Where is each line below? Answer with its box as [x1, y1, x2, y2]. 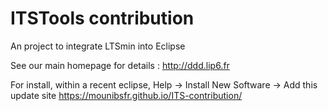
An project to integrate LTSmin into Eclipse [10, 40, 186, 52]
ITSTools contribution [10, 7, 195, 30]
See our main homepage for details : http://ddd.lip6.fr [10, 59, 230, 71]
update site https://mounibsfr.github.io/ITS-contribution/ [10, 89, 243, 101]
